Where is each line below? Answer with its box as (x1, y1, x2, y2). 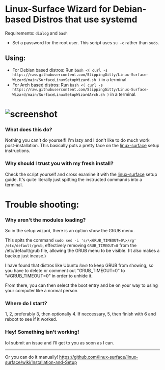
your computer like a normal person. (5, 288, 79, 294)
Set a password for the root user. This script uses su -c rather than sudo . (12, 39, 159, 45)
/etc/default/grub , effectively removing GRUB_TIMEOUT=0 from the (5, 243, 137, 248)
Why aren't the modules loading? (5, 216, 86, 223)
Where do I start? (5, 300, 48, 307)
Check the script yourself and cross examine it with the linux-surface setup (5, 171, 157, 177)
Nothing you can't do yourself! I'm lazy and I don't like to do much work (5, 137, 150, 143)
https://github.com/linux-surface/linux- (59, 354, 138, 360)
